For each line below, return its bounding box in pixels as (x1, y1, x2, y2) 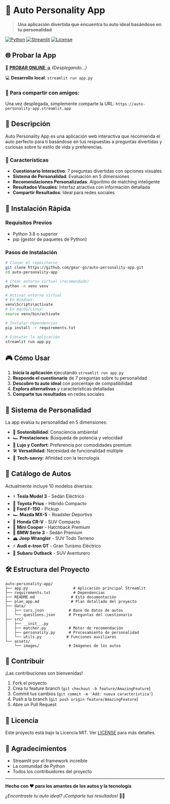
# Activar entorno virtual (5, 293, 62, 298)
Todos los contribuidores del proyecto (12, 769, 92, 775)
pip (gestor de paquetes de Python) (12, 236, 87, 242)
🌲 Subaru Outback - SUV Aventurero (12, 550, 90, 556)
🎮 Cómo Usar (5, 353, 51, 362)
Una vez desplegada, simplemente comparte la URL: (5, 101, 115, 107)
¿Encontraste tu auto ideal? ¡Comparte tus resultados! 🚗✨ (5, 793, 125, 799)
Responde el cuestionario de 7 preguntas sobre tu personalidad (12, 375, 147, 381)
